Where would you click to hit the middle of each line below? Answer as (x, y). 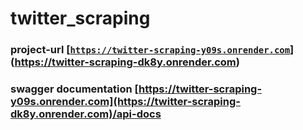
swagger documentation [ (75, 89)
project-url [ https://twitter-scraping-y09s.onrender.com (150, 50)
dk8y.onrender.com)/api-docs (86, 114)
